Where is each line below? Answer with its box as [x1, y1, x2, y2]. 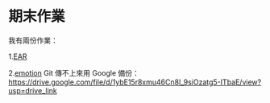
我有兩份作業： [8, 35, 58, 45]
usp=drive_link [8, 85, 58, 95]
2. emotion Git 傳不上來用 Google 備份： [8, 68, 139, 77]
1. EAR [8, 51, 27, 61]
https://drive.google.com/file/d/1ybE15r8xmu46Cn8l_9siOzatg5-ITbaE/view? [8, 77, 262, 87]
